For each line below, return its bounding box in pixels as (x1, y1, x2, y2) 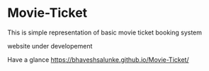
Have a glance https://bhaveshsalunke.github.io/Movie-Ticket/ (7, 55, 189, 64)
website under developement (7, 41, 93, 50)
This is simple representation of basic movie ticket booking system (7, 28, 203, 37)
